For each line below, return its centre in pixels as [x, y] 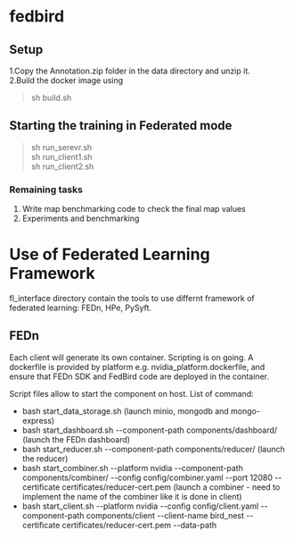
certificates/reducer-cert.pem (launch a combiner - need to [171, 487]
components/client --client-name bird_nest [165, 515]
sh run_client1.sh [61, 156]
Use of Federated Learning [110, 254]
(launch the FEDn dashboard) [76, 439]
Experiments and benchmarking [81, 219]
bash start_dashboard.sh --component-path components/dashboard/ [150, 430]
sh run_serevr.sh [61, 147]
